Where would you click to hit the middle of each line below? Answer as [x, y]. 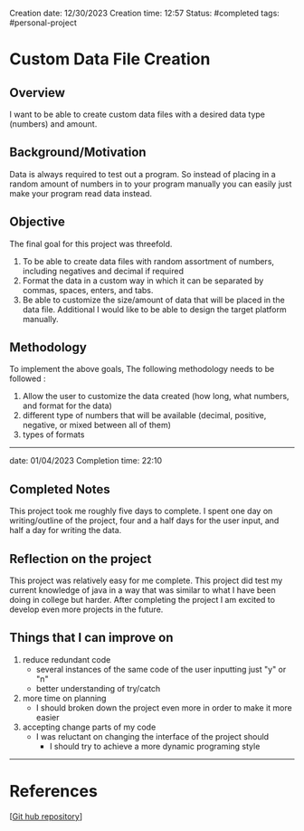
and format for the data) [67, 406]
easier [47, 717]
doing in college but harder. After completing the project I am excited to [142, 600]
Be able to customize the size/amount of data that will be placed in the [153, 300]
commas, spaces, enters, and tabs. [88, 290]
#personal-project [43, 23]
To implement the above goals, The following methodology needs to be [142, 369]
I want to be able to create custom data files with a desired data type [137, 114]
